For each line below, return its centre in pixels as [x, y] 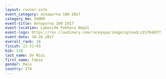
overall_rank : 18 [23, 42]
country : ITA [19, 69]
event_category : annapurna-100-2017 [43, 14]
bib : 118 [14, 51]
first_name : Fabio [24, 60]
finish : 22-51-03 [23, 46]
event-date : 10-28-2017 [30, 37]
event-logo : [17, 32]
